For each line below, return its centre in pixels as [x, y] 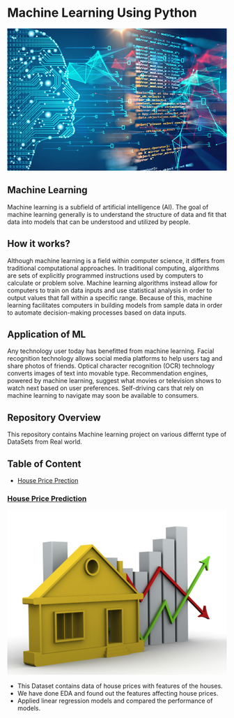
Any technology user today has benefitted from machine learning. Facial [111, 351]
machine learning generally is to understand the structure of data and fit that [117, 214]
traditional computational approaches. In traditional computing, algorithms [113, 268]
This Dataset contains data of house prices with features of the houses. [120, 686]
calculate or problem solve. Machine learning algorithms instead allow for [112, 283]
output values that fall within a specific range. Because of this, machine [110, 297]
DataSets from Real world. [45, 442]
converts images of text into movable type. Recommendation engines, [108, 373]
